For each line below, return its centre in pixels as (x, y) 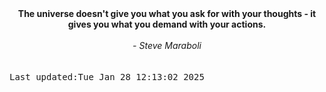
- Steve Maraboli (167, 45)
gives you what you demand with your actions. (167, 24)
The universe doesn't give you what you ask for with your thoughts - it (167, 13)
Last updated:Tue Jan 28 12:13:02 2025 (107, 77)
